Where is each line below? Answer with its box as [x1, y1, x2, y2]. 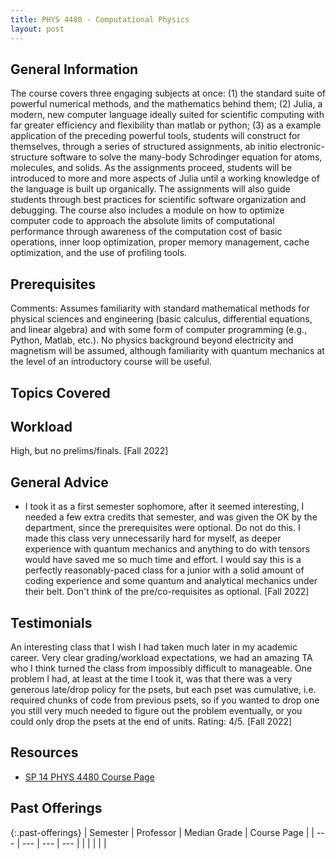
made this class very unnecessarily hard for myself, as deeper [24, 532, 282, 545]
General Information [10, 61, 139, 78]
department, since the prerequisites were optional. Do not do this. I [24, 522, 301, 534]
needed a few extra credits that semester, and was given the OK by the [24, 511, 318, 523]
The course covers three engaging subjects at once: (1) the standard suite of [10, 87, 326, 100]
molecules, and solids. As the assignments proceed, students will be [10, 162, 293, 174]
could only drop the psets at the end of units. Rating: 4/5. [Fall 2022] [10, 715, 293, 727]
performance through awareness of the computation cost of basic [10, 226, 283, 238]
